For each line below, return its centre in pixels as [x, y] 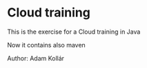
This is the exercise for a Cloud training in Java [74, 32]
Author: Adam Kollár [36, 58]
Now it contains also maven [47, 45]
